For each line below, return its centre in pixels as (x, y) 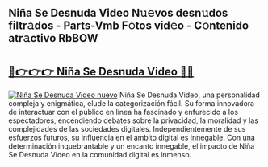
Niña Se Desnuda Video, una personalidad (190, 95)
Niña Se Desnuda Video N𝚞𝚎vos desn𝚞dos (118, 13)
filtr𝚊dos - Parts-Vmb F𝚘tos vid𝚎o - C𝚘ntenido (128, 26)
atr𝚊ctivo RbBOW (53, 38)
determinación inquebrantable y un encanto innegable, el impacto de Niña (132, 146)
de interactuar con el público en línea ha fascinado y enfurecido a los (124, 112)
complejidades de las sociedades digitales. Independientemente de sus (127, 129)
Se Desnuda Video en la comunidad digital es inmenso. (100, 155)
